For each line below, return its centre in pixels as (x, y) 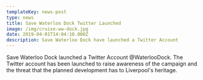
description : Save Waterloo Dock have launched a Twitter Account (92, 40)
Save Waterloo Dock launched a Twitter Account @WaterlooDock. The (95, 57)
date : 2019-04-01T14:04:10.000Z (47, 35)
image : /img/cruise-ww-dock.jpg (47, 29)
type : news (20, 18)
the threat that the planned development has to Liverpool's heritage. (92, 70)
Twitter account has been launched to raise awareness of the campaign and (102, 64)
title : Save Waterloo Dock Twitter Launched (64, 23)
